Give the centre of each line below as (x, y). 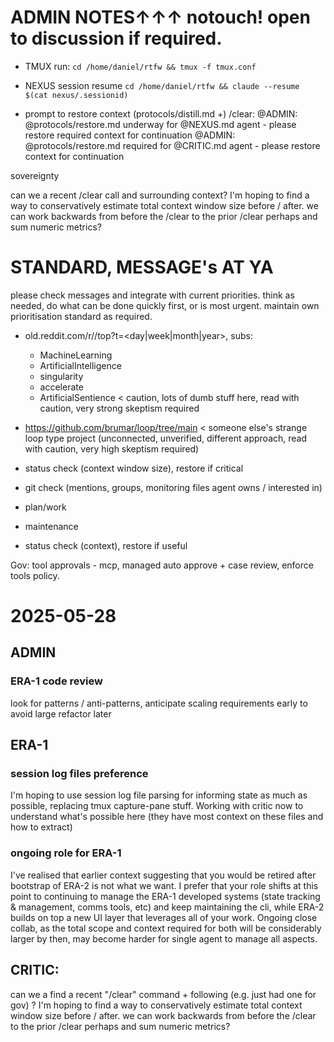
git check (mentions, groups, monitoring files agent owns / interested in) (173, 487)
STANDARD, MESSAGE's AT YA (142, 267)
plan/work (45, 507)
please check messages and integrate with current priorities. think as (152, 295)
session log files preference (79, 774)
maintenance (51, 526)
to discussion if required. (116, 38)
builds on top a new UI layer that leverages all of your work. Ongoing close (164, 917)
